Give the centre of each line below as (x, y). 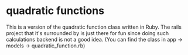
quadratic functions (55, 11)
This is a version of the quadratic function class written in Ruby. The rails (94, 27)
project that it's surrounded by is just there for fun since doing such (88, 33)
